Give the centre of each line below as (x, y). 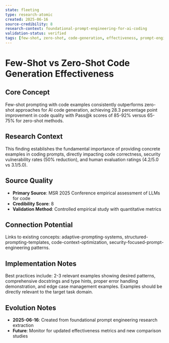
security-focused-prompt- (136, 242)
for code (21, 198)
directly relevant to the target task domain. (49, 292)
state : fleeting (22, 10)
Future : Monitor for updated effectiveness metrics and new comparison (87, 330)
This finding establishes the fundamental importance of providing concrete (83, 149)
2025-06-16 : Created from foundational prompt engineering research (85, 320)
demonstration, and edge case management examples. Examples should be (84, 286)
